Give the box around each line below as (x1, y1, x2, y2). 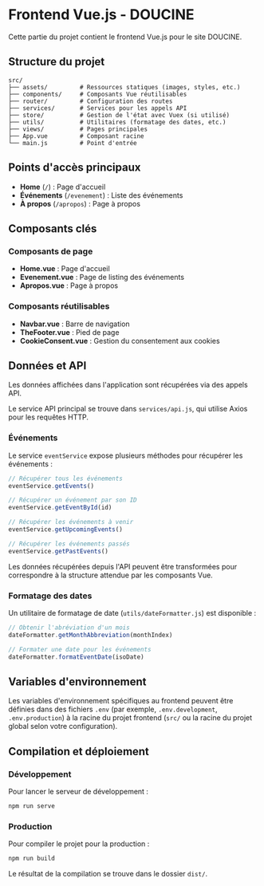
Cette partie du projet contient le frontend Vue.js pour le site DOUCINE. (8, 32, 242, 41)
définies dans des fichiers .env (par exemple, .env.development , (8, 704, 218, 715)
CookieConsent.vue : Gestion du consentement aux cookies (19, 336, 221, 345)
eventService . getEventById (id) (8, 504, 112, 512)
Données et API (8, 359, 87, 372)
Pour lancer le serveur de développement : (8, 786, 149, 796)
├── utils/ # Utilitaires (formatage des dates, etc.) (8, 118, 227, 126)
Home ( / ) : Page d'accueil (19, 182, 106, 191)
